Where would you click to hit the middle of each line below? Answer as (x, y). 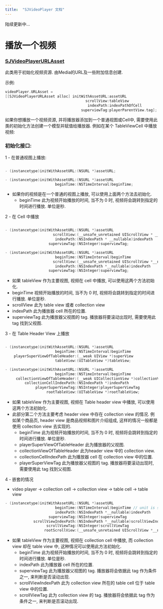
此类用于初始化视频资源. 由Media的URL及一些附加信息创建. (64, 72)
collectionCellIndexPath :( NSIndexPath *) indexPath (77, 383)
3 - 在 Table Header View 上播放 (37, 334)
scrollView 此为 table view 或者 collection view (58, 305)
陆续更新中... (18, 24)
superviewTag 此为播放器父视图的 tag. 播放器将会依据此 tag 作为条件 (88, 571)
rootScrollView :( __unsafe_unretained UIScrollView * (98, 531)
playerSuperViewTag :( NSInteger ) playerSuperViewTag (88, 388)
